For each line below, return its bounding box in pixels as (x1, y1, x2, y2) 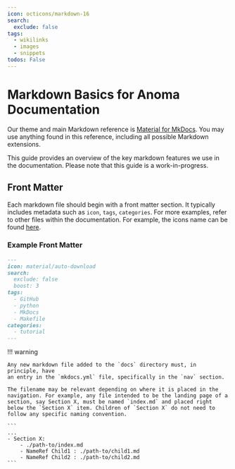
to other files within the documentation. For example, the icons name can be (7, 215, 228, 224)
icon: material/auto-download (7, 262, 96, 270)
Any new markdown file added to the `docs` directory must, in (7, 361, 197, 369)
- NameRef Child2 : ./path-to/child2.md (20, 454, 140, 461)
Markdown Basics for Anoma (7, 86, 180, 102)
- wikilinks (13, 37, 49, 44)
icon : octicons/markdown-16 (7, 10, 90, 18)
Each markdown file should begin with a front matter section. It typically (7, 200, 216, 209)
